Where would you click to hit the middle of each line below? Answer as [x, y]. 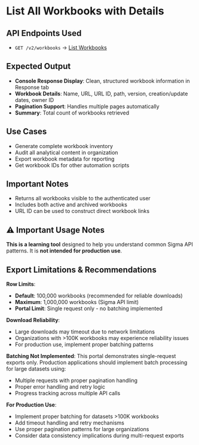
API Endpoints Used [44, 33]
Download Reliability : [33, 320]
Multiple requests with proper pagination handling [76, 381]
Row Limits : [21, 284]
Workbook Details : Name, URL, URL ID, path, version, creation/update [101, 94]
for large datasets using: [36, 369]
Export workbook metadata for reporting [65, 159]
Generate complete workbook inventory [64, 146]
